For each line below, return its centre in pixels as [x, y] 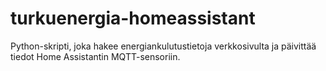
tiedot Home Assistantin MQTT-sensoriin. [95, 56]
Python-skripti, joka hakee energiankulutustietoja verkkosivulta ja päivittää [163, 46]
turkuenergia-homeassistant [133, 18]
